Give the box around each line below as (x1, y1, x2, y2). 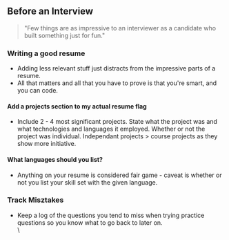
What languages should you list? (7, 155, 103, 163)
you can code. (17, 86, 59, 95)
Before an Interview (7, 6, 94, 17)
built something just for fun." (23, 31, 106, 39)
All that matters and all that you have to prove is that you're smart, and (17, 79, 217, 87)
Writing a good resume (7, 48, 86, 58)
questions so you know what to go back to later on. (17, 218, 163, 227)
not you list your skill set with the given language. (17, 178, 158, 186)
